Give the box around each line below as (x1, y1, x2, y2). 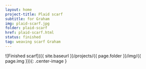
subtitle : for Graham (5, 16, 50, 21)
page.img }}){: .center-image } (5, 58, 67, 64)
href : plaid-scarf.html (5, 30, 54, 35)
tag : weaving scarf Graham (5, 39, 61, 44)
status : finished (5, 35, 41, 40)
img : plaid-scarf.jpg (5, 21, 50, 26)
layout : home (5, 7, 32, 12)
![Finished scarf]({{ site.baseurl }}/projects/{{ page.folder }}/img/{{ (5, 53, 141, 59)
